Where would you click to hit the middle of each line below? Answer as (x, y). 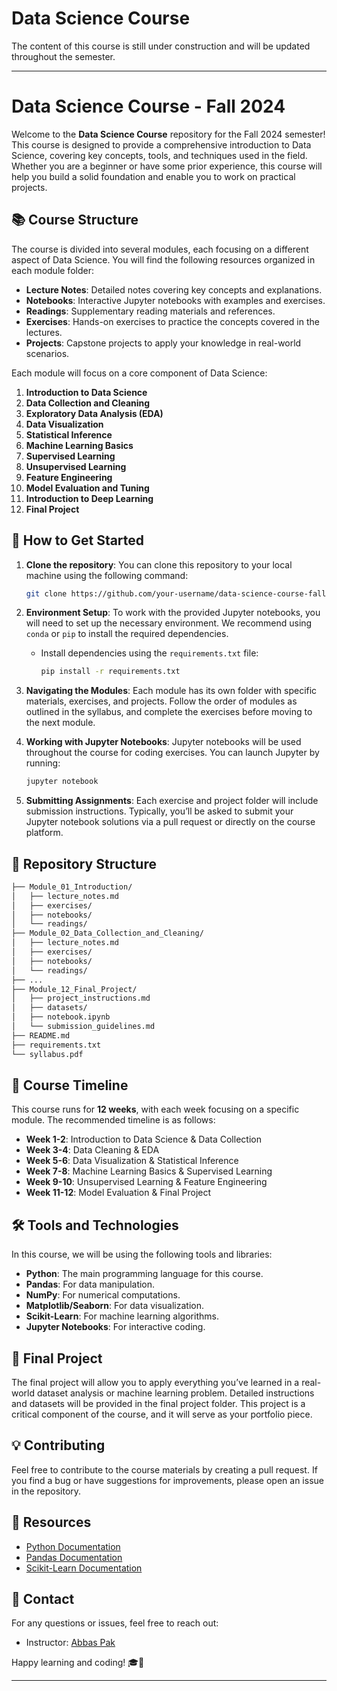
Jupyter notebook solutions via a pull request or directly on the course (170, 822)
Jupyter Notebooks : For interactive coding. (115, 1327)
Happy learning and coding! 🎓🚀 (78, 1663)
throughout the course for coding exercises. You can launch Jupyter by (172, 753)
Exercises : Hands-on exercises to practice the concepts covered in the (172, 321)
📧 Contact (43, 1599)
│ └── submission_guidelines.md (83, 1027)
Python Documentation (73, 1546)
